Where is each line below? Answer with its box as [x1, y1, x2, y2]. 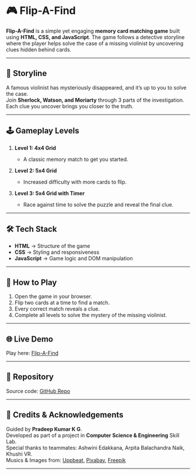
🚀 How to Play [6, 277, 57, 287]
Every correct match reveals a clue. [14, 305, 100, 312]
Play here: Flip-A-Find [6, 350, 59, 356]
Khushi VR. [6, 450, 33, 457]
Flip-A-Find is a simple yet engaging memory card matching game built [6, 27, 180, 35]
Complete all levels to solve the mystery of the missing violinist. [14, 312, 167, 319]
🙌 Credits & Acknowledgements [6, 410, 124, 420]
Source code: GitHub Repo [6, 387, 71, 394]
